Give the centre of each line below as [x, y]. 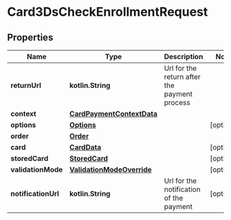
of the [174, 198]
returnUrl [26, 85]
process [177, 102]
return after [182, 77]
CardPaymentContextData [114, 114]
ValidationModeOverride [111, 169]
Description [184, 57]
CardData [86, 147]
